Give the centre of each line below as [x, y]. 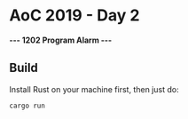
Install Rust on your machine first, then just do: [94, 89]
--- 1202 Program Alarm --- [61, 40]
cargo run [27, 106]
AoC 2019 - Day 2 [74, 16]
